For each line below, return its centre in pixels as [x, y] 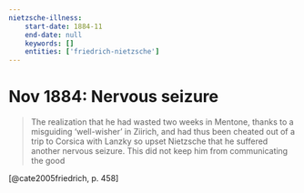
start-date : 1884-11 [64, 26]
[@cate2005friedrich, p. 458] [64, 178]
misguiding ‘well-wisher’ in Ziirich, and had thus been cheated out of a [163, 132]
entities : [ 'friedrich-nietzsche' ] [92, 52]
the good [48, 161]
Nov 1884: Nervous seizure [114, 97]
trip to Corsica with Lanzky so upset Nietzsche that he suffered [149, 141]
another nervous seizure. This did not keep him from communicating [159, 151]
